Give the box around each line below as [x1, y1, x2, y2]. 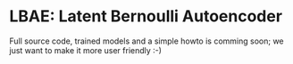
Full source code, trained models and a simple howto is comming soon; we [9, 36, 284, 46]
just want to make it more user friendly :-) [9, 44, 163, 55]
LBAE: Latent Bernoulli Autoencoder [9, 6, 283, 27]
